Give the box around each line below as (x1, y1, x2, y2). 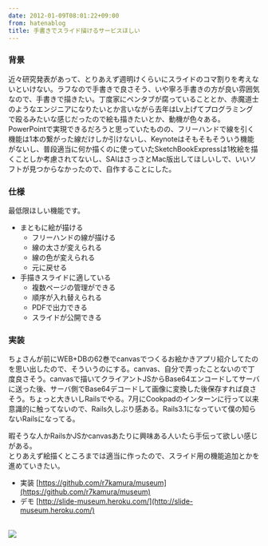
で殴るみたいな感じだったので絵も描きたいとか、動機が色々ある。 (8, 114, 225, 124)
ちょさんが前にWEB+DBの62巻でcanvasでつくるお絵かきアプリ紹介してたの (8, 354, 259, 364)
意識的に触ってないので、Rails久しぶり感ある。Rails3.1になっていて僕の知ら (8, 405, 257, 414)
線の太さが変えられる (31, 242, 102, 252)
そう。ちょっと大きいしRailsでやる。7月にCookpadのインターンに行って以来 (8, 394, 259, 404)
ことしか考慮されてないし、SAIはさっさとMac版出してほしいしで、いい (14, 153, 250, 164)
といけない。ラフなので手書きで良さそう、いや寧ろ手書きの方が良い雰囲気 (14, 84, 260, 94)
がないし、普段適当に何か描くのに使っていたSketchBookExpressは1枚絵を (8, 144, 251, 153)
